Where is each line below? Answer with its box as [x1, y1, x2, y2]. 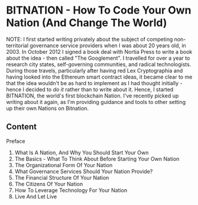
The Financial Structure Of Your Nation [14, 174, 109, 181]
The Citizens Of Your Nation [14, 180, 83, 187]
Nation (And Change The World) [6, 16, 167, 30]
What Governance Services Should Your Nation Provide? [14, 168, 153, 175]
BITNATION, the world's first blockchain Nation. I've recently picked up [6, 92, 179, 99]
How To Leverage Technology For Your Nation [14, 187, 128, 194]
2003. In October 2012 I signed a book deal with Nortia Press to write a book [6, 48, 193, 55]
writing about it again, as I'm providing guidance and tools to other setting [6, 98, 186, 105]
